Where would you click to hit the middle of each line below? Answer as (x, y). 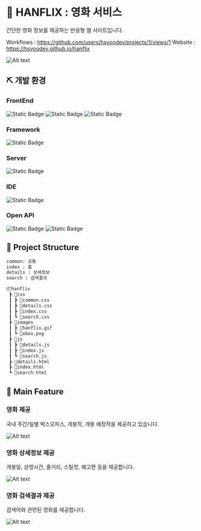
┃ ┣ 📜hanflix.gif (30, 328)
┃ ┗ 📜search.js (28, 356)
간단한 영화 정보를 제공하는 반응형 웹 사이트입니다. (65, 30)
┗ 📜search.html (28, 373)
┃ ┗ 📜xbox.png (26, 334)
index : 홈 (19, 267)
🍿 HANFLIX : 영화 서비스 (64, 12)
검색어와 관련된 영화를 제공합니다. (46, 510)
